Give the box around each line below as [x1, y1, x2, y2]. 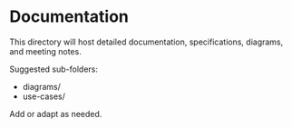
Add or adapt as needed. [9, 108, 102, 119]
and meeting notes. [9, 45, 82, 56]
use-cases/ [22, 91, 66, 102]
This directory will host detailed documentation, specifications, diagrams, [9, 36, 284, 47]
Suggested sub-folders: [9, 64, 98, 74]
